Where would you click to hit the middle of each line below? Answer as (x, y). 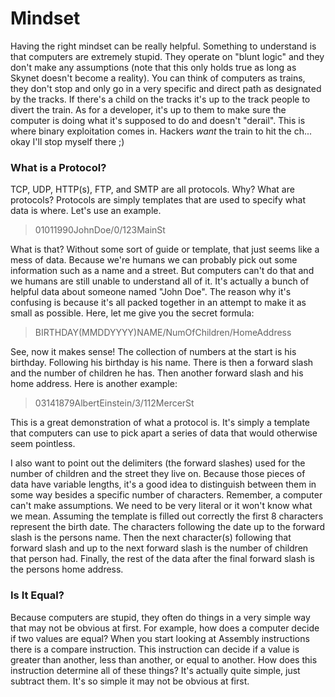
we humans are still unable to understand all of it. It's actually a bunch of (160, 281)
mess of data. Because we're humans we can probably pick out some (154, 260)
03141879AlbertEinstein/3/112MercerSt (114, 403)
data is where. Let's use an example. (86, 211)
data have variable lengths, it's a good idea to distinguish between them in (163, 484)
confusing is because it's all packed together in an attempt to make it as (158, 303)
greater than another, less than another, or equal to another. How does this (164, 659)
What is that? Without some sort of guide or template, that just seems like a (165, 249)
